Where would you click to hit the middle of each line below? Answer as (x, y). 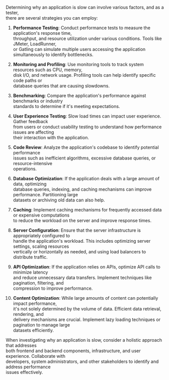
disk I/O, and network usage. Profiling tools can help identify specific (84, 75)
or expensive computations (41, 215)
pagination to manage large (41, 325)
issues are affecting (33, 132)
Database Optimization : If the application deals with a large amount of (86, 178)
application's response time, (42, 33)
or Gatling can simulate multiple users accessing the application (79, 49)
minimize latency (30, 272)
